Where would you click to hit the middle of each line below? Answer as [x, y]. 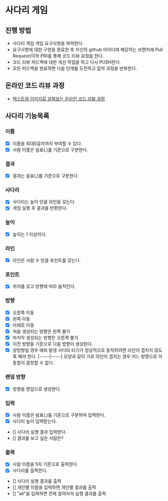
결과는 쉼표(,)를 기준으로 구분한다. [46, 175]
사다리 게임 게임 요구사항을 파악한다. [48, 43]
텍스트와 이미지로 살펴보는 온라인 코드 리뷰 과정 [59, 99]
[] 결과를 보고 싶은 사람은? [38, 438]
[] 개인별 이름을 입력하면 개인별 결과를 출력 [54, 487]
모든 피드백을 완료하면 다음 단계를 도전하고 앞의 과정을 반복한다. [74, 68]
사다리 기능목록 [27, 116]
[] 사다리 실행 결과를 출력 [37, 481]
